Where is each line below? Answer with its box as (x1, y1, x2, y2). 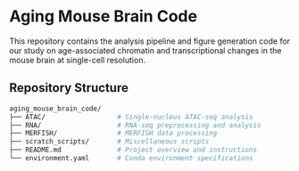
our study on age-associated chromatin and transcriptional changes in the (9, 45, 282, 55)
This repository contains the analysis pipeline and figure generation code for (9, 36, 291, 46)
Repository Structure (9, 80, 129, 95)
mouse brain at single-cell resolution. (9, 54, 145, 65)
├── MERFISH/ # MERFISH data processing (9, 129, 218, 138)
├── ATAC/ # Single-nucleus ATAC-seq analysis (9, 112, 253, 121)
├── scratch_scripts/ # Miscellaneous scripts (9, 137, 210, 146)
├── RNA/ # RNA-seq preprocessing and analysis (9, 120, 262, 130)
